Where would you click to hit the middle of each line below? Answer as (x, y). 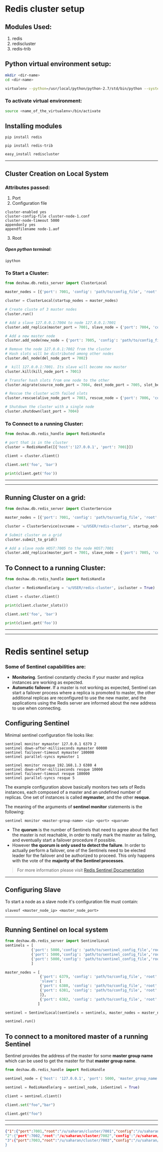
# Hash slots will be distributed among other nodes (59, 354)
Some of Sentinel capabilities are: (46, 667)
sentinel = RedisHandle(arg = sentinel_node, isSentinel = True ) (72, 1087)
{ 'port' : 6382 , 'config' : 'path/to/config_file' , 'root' (98, 999)
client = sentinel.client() (33, 1096)
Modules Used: (28, 27)
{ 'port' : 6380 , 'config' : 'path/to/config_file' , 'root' (98, 986)
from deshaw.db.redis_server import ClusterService (58, 509)
